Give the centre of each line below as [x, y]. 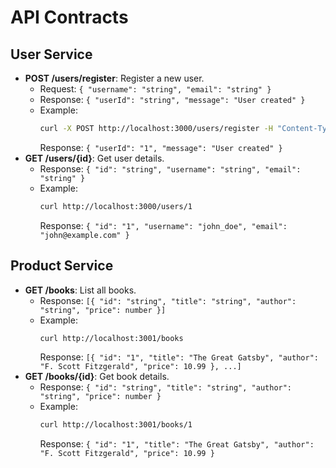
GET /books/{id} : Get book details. [97, 377]
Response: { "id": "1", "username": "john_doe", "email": [163, 225]
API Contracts [69, 17]
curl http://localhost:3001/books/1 [116, 425]
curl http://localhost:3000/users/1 [116, 206]
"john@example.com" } [84, 235]
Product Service [62, 266]
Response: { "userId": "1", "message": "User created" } [161, 147]
